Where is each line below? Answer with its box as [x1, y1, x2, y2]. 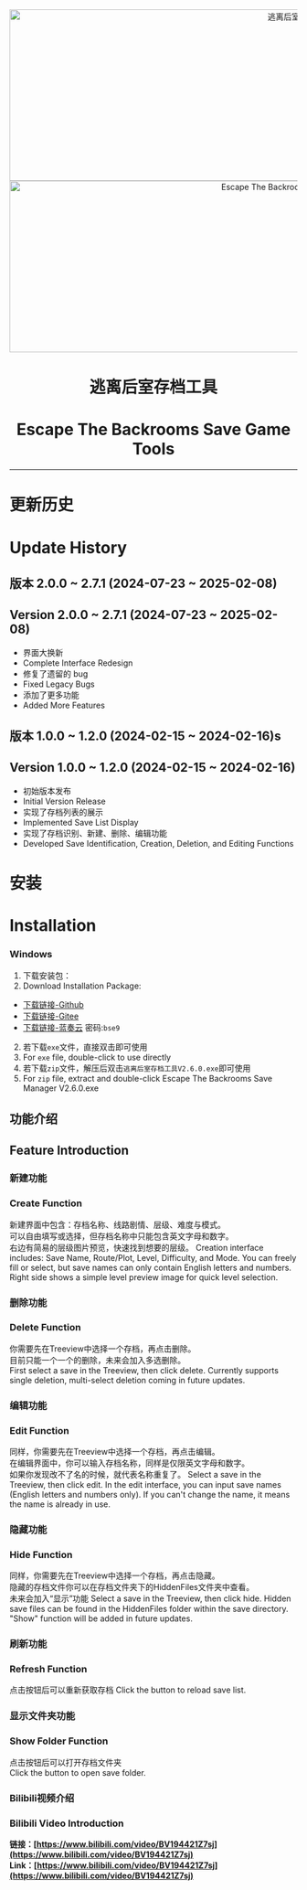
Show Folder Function [9, 1735, 109, 1747]
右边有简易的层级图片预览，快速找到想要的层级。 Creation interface [9, 1242, 264, 1253]
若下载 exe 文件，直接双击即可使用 [22, 1041, 148, 1052]
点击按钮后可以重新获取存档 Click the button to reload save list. [9, 1684, 247, 1695]
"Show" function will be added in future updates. [9, 1613, 194, 1624]
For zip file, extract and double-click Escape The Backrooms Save [22, 1073, 272, 1084]
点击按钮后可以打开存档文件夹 [9, 1757, 122, 1767]
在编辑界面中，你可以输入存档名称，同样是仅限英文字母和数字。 [9, 1458, 249, 1468]
